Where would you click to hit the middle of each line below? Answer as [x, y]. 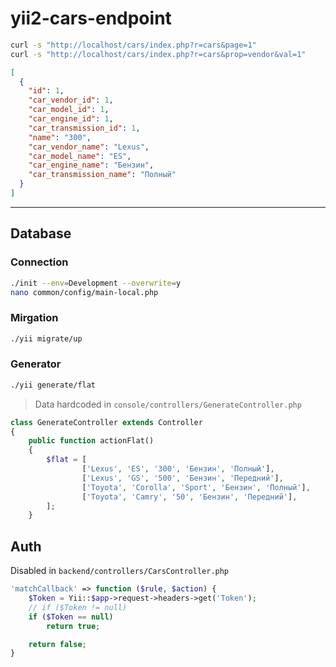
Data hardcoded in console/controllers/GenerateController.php [168, 404]
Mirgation [34, 318]
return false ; [57, 644]
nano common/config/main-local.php [84, 292]
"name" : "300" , [60, 137]
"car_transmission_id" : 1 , [84, 128]
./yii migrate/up [46, 338]
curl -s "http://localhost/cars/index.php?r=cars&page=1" [133, 45]
